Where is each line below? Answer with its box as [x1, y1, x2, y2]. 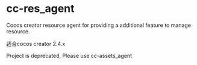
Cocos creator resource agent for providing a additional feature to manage [6, 21, 192, 29]
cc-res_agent [6, 2, 75, 16]
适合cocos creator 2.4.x [6, 40, 66, 47]
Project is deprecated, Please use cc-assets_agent [6, 52, 133, 59]
